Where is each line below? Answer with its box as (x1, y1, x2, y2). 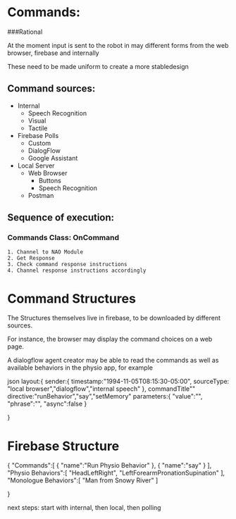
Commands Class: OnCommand (7, 233, 120, 243)
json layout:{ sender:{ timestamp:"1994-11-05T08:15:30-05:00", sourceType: (7, 377, 230, 386)
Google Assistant (27, 154, 78, 162)
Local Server (17, 161, 55, 170)
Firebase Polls (17, 131, 59, 139)
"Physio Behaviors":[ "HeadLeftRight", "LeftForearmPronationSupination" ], (7, 469, 225, 477)
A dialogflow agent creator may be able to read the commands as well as (7, 356, 219, 365)
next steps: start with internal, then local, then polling (7, 504, 161, 512)
